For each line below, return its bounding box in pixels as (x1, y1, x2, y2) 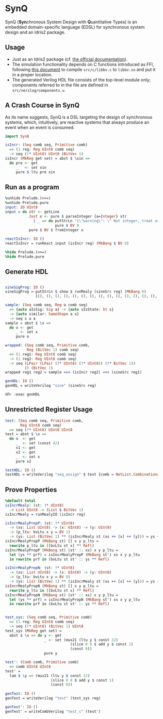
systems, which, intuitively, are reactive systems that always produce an (5, 119, 149, 125)
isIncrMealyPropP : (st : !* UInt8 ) (5, 521, 75, 525)
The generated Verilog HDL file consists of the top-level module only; (12, 77, 151, 82)
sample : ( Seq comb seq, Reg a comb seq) (5, 303, 88, 308)
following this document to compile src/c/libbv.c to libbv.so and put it (12, 66, 156, 72)
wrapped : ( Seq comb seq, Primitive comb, (5, 343, 90, 348)
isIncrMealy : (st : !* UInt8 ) (5, 503, 64, 507)
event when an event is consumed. (5, 124, 75, 130)
